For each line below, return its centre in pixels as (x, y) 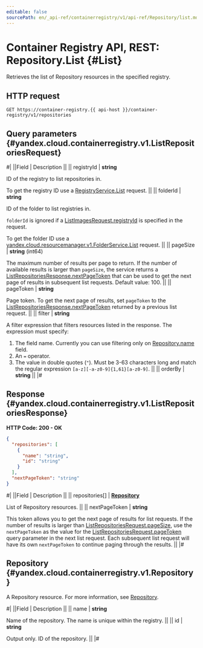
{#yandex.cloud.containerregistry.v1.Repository (100, 573)
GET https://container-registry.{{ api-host (63, 110)
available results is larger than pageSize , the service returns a (82, 270)
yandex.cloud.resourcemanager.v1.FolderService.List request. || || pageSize (101, 245)
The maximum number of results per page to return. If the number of (92, 263)
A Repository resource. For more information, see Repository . (82, 597)
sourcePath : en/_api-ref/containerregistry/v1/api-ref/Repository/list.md (102, 18)
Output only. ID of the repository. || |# (53, 638)
